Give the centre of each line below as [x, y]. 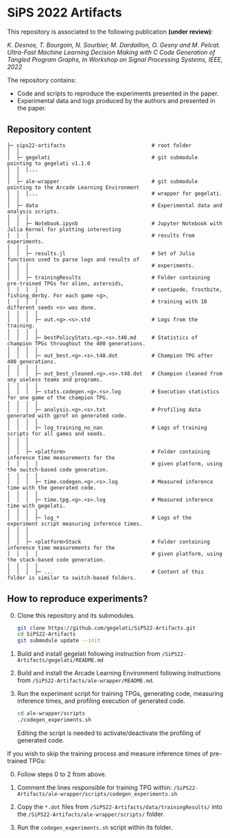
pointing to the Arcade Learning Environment [73, 187]
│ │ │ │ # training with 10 [107, 301]
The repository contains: [42, 80]
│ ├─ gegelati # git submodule [102, 157]
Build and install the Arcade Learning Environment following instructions [119, 673]
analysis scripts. [33, 211]
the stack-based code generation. [57, 560]
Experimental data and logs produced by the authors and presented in [116, 100]
